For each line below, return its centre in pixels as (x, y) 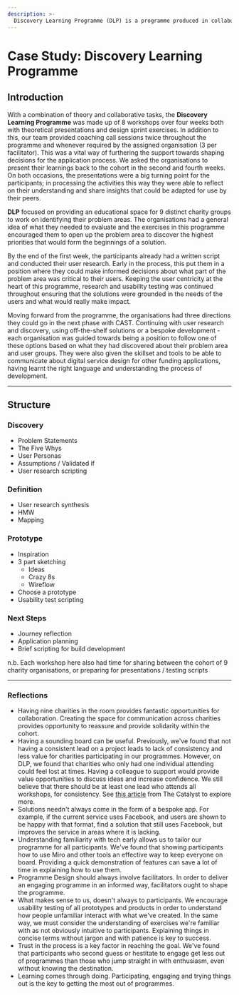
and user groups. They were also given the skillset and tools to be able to (115, 353)
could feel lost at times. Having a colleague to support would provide (118, 772)
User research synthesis (53, 505)
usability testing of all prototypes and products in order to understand (119, 908)
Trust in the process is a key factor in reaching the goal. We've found (119, 946)
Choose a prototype (47, 592)
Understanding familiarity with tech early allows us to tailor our (110, 840)
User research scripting (52, 471)
